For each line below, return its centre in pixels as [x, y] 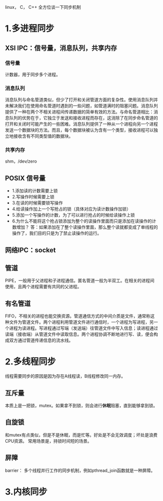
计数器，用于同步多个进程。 [33, 74]
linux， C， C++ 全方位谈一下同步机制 [43, 7]
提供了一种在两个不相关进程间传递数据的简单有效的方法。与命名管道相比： [79, 112]
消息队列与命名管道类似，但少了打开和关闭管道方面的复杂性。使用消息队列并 [81, 100]
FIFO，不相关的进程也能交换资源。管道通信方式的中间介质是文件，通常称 [78, 316]
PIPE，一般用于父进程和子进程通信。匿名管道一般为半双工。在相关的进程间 [80, 281]
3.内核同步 [26, 492]
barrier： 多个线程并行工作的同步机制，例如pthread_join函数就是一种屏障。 [80, 470]
